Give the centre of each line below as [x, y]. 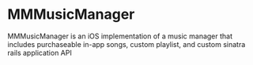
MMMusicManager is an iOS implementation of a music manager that [120, 36]
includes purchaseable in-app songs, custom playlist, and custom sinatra [126, 44]
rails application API [40, 52]
